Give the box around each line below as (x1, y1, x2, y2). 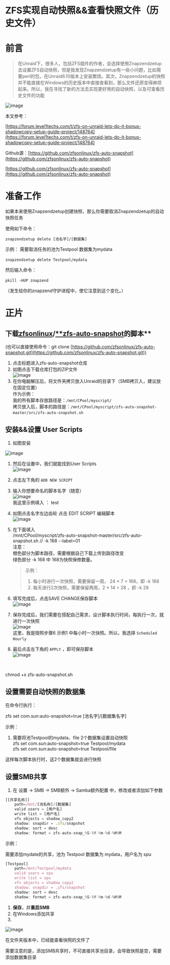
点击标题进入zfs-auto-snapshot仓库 (12, 360, 88, 366)
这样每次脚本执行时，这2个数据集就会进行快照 (5, 756, 101, 762)
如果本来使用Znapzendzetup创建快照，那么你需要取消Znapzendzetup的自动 (5, 208, 164, 215)
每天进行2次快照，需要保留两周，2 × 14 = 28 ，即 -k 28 (32, 584, 149, 590)
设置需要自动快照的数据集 (5, 688, 85, 696)
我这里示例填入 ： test (12, 499, 59, 505)
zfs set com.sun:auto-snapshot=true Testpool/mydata (12, 740, 126, 746)
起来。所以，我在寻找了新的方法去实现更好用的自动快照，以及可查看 (17, 86, 160, 92)
